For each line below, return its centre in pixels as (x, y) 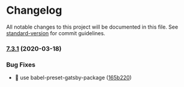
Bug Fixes (21, 64)
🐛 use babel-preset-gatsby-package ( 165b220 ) (73, 77)
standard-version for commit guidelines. (56, 33)
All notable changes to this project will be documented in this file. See (92, 27)
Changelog (34, 10)
